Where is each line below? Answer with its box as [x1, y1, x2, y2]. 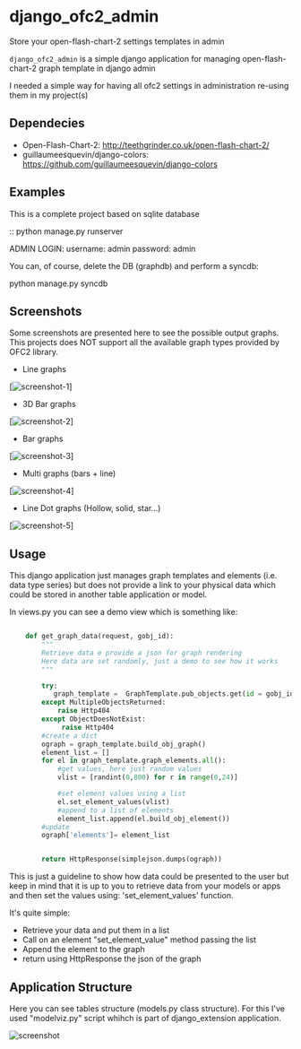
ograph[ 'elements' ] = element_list [41, 831, 170, 840]
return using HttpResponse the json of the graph [21, 953, 202, 965]
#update [41, 822, 70, 831]
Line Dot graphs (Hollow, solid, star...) [21, 503, 161, 514]
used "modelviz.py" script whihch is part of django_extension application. [9, 1013, 282, 1023]
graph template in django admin [39, 63, 157, 74]
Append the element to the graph [21, 944, 145, 955]
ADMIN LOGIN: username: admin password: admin [9, 243, 196, 254]
